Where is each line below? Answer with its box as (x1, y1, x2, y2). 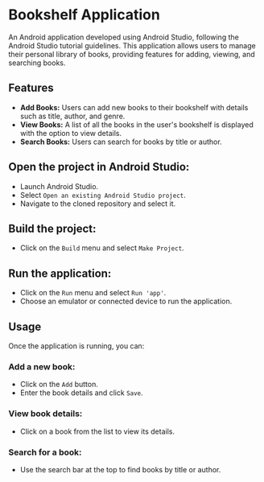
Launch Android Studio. (19, 181, 99, 191)
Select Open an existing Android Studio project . (19, 190, 187, 200)
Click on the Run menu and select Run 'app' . (19, 288, 167, 298)
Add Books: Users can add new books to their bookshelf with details (19, 102, 249, 112)
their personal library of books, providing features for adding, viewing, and (8, 49, 255, 59)
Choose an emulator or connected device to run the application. (19, 296, 233, 307)
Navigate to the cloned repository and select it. (19, 199, 176, 208)
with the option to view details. (19, 128, 122, 138)
